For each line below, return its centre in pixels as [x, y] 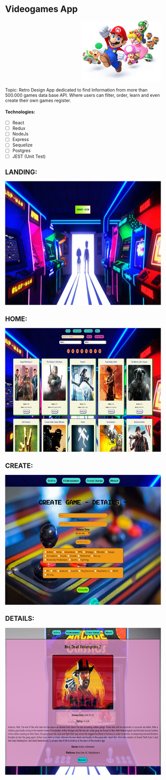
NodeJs [20, 134]
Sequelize [22, 145]
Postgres [21, 151]
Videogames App [41, 9]
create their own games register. [38, 100]
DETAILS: [20, 619]
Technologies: [20, 112]
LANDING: [21, 172]
